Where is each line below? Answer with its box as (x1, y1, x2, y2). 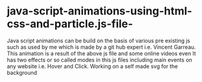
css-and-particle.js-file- (7, 17, 133, 31)
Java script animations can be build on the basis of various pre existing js (7, 37, 190, 44)
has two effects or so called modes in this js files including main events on (7, 56, 193, 63)
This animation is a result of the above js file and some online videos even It (7, 49, 196, 57)
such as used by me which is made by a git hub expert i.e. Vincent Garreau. (7, 43, 196, 51)
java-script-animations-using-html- (7, 4, 193, 18)
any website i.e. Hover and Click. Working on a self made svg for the (7, 62, 178, 70)
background (7, 69, 38, 76)
